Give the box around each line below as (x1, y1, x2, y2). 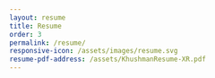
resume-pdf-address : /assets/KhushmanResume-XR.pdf (9, 55, 206, 64)
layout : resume (9, 13, 66, 22)
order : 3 (9, 30, 42, 39)
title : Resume (9, 22, 63, 30)
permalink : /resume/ (9, 38, 87, 48)
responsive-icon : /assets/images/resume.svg (9, 47, 178, 56)
